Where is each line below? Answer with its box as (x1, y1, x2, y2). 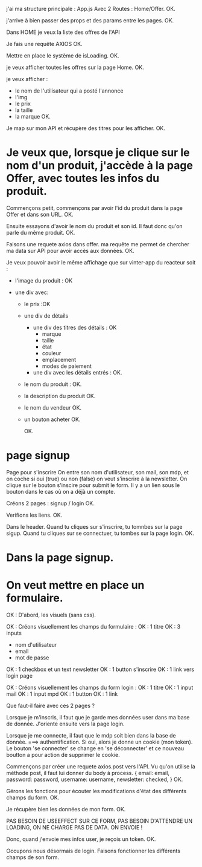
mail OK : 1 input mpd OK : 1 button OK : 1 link (6, 690, 118, 698)
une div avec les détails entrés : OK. (33, 368, 122, 376)
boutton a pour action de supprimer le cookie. (6, 751, 121, 758)
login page (6, 672, 33, 679)
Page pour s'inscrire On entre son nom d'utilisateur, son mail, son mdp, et (6, 468, 189, 476)
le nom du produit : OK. (24, 381, 82, 388)
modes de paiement (42, 362, 92, 370)
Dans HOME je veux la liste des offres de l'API (6, 28, 120, 36)
